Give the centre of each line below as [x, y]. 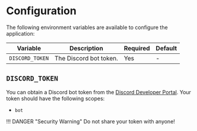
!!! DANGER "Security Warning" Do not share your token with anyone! [90, 121]
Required [137, 48]
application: [20, 33]
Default [166, 48]
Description [86, 48]
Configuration [42, 11]
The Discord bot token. [86, 58]
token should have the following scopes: [55, 98]
